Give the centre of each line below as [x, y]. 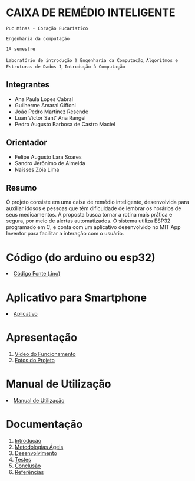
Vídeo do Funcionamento [45, 354]
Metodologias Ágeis [39, 447]
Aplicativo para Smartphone [77, 297]
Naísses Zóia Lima [37, 169]
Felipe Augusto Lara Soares [48, 157]
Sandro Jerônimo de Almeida [50, 163]
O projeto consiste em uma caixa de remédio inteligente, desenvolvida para [98, 202]
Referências [29, 472]
